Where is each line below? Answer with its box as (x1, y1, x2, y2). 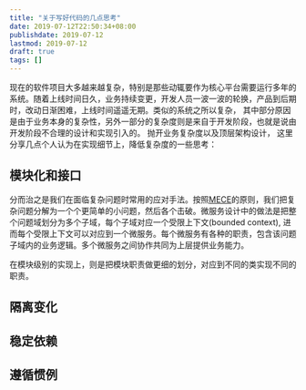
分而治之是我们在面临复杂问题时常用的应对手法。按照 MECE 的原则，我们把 (9, 193, 288, 205)
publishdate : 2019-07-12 (9, 30, 104, 39)
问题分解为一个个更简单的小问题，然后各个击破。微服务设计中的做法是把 (16, 205, 289, 216)
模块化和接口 (9, 168, 82, 183)
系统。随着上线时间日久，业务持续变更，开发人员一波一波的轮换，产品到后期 (9, 93, 297, 104)
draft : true (9, 47, 55, 56)
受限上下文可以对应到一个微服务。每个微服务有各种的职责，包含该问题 (33, 228, 297, 239)
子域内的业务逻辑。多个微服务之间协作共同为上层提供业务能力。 (9, 239, 249, 251)
